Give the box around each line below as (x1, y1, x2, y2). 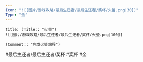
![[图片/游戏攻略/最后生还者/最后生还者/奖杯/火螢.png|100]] (5, 32, 123, 37)
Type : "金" (5, 12, 28, 17)
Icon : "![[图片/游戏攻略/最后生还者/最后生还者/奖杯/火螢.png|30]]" (5, 7, 139, 13)
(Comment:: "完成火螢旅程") (5, 42, 60, 47)
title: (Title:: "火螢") (5, 27, 57, 32)
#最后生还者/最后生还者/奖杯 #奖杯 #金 (5, 51, 87, 57)
